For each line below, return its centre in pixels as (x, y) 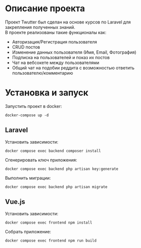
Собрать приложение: (28, 231)
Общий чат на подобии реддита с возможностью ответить (73, 68)
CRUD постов (26, 47)
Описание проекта (45, 9)
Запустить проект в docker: (34, 106)
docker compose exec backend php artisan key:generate (62, 169)
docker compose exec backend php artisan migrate (56, 187)
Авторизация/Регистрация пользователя (54, 41)
